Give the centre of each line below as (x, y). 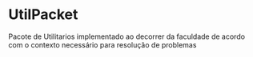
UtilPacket (43, 15)
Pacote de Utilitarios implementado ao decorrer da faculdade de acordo (127, 36)
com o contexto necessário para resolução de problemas (102, 44)
